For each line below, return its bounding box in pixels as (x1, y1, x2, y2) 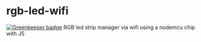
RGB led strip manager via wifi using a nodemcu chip (63, 24, 195, 31)
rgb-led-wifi (6, 4, 69, 18)
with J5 (6, 30, 25, 37)
